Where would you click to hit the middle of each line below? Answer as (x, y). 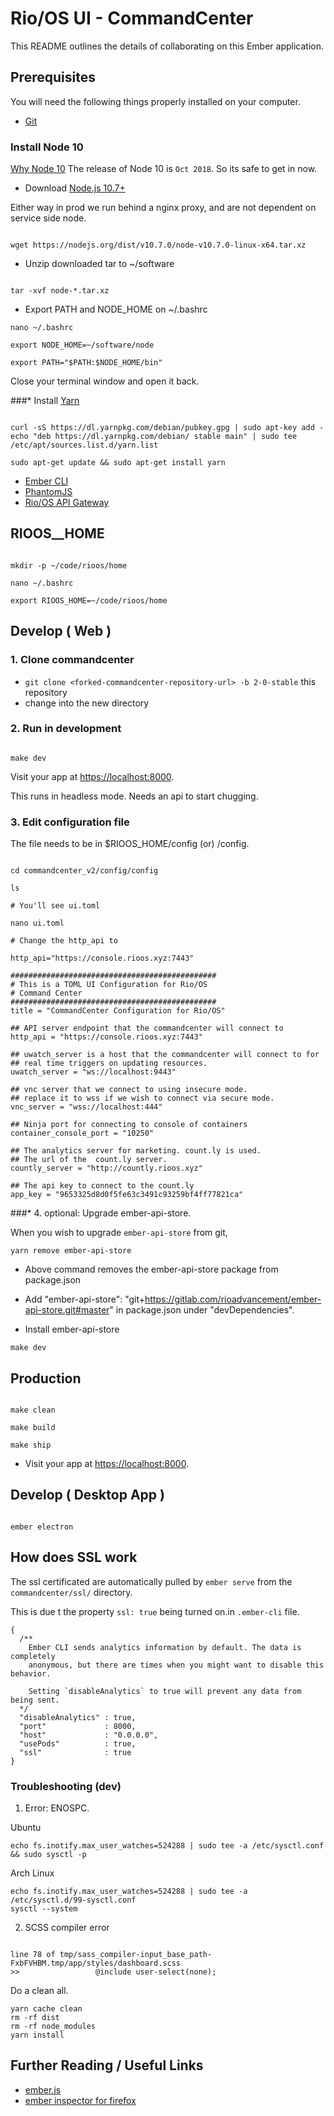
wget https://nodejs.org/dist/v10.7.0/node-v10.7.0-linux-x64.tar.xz (158, 245)
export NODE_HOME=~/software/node (82, 345)
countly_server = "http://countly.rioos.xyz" (106, 1168)
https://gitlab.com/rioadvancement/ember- (233, 1299)
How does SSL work (74, 1557)
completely (33, 1656)
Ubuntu (26, 1827)
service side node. (48, 218)
